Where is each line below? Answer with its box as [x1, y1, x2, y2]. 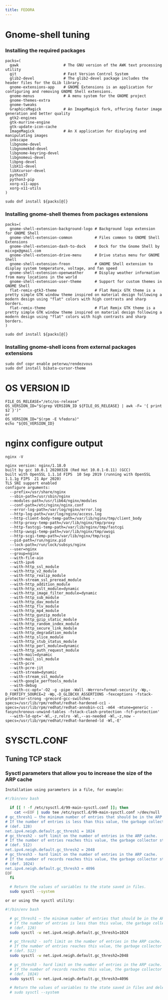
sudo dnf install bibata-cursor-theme [5, 365, 86, 371]
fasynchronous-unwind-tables [5, 709, 66, 714]
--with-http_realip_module [9, 573, 66, 578]
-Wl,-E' [105, 718, 122, 723]
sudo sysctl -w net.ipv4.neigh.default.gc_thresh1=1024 [9, 930, 128, 935]
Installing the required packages [5, 47, 85, 54]
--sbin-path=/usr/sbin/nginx [9, 493, 70, 499]
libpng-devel [9, 159, 37, 165]
